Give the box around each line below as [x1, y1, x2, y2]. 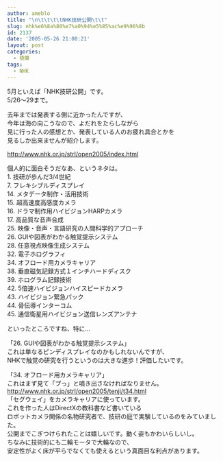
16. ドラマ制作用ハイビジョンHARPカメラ [7, 206, 123, 215]
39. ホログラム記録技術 [7, 275, 72, 283]
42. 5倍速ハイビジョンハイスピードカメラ [7, 284, 123, 292]
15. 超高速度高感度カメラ [7, 198, 77, 206]
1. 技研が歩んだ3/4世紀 [7, 172, 71, 180]
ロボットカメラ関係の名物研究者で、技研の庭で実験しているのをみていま [7, 412, 211, 421]
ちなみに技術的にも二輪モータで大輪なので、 [7, 438, 133, 446]
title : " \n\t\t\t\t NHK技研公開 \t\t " [7, 16, 107, 23]
